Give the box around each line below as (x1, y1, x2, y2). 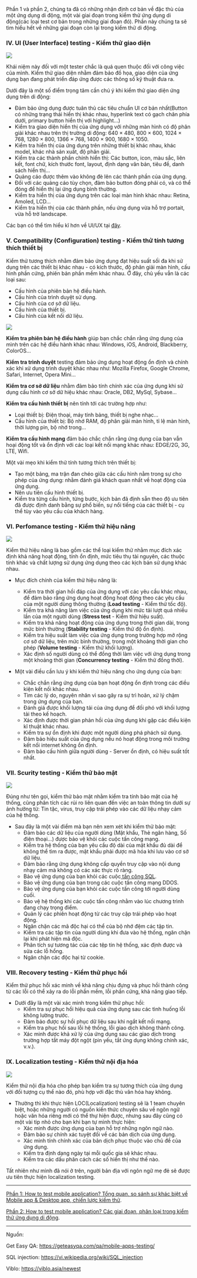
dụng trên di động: (6, 93, 51, 100)
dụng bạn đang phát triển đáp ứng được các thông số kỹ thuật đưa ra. (6, 76, 175, 83)
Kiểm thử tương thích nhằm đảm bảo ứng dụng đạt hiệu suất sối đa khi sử (6, 257, 184, 264)
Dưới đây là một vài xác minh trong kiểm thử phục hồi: (14, 999, 145, 1006)
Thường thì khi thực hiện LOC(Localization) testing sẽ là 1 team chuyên (14, 1100, 185, 1107)
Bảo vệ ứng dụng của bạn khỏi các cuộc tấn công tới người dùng (23, 886, 180, 893)
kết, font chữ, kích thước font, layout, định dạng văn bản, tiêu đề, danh (14, 161, 185, 168)
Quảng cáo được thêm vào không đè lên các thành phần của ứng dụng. (14, 173, 187, 180)
